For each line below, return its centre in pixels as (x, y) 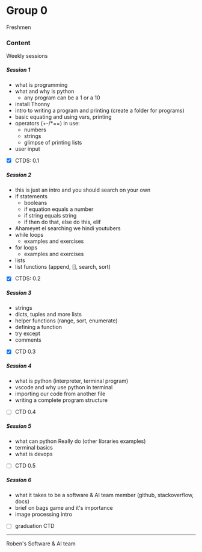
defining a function (38, 327)
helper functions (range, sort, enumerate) (66, 321)
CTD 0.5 (25, 466)
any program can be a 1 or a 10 (62, 98)
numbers (35, 130)
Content (19, 43)
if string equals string (50, 216)
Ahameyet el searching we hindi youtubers (68, 228)
